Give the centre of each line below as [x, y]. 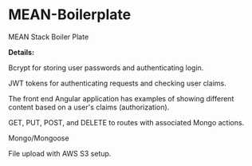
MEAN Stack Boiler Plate [49, 37]
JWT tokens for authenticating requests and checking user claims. [117, 83]
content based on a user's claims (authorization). [89, 107]
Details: [21, 52]
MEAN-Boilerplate [70, 15]
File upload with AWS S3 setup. [60, 153]
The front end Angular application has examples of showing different [121, 98]
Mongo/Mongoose [39, 138]
